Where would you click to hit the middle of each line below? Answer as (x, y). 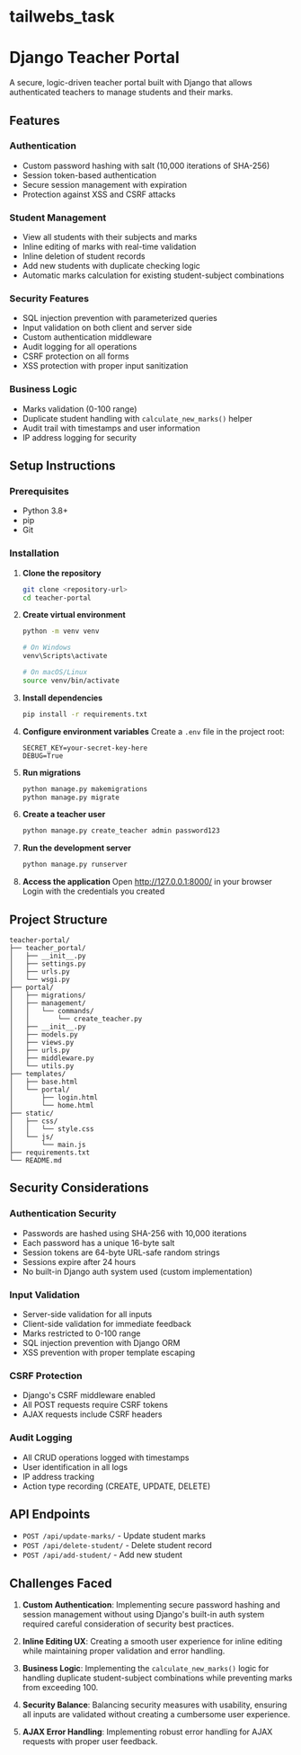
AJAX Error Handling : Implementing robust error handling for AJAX (147, 1732)
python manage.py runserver (75, 865)
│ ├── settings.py (48, 964)
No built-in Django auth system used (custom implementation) (137, 1271)
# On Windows (47, 648)
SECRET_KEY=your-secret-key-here (85, 748)
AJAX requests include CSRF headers (92, 1414)
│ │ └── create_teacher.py (76, 1019)
